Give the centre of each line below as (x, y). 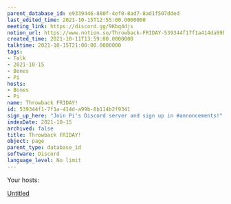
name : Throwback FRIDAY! (43, 103)
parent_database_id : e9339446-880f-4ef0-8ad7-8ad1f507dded (93, 13)
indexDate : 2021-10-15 (40, 122)
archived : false (30, 128)
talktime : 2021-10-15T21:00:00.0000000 (64, 45)
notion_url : (24, 33)
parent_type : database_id (44, 148)
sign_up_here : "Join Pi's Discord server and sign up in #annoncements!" (115, 115)
